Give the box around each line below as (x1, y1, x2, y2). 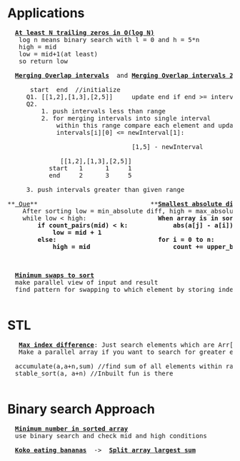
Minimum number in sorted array (14, 425, 129, 432)
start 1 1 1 (49, 164, 132, 172)
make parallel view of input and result (14, 278, 159, 286)
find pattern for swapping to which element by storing (14, 285, 215, 293)
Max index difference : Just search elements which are (19, 340, 215, 349)
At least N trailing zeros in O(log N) (14, 29, 155, 36)
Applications (7, 5, 85, 21)
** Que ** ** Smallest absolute (7, 200, 223, 208)
